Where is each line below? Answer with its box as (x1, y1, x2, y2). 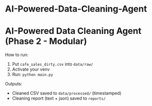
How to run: (5, 52, 29, 58)
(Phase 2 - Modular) (5, 36, 87, 47)
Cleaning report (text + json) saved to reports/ (12, 95, 106, 101)
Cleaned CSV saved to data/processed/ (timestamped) (12, 91, 121, 96)
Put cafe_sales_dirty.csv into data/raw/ (12, 61, 93, 67)
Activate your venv (12, 66, 50, 72)
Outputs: (5, 81, 23, 87)
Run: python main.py (12, 72, 53, 77)
